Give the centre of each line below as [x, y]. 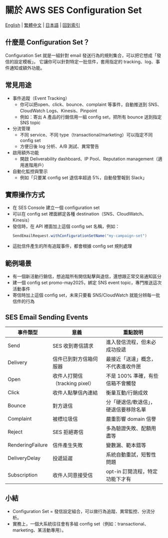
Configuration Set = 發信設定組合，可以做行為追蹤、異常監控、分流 [81, 511]
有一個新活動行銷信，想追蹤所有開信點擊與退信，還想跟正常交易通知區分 [87, 276]
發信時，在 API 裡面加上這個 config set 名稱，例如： [66, 226]
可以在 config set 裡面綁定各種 [44, 214]
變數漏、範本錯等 [126, 445]
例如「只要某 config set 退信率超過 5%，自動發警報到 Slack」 [83, 177]
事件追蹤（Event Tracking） [41, 98]
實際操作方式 [25, 195]
